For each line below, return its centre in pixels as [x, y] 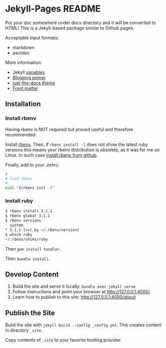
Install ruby [19, 201]
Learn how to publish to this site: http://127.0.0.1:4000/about [74, 297]
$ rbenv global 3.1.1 [28, 216]
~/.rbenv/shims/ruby [27, 239]
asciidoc [21, 53]
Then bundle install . [27, 259]
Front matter [25, 88]
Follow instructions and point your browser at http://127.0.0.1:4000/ [81, 292]
